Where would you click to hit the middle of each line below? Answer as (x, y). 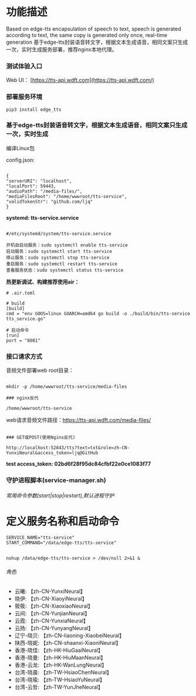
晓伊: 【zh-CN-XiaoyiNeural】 (51, 598)
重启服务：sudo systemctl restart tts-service (62, 264)
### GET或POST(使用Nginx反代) (41, 438)
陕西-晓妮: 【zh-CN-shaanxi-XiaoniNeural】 (68, 642)
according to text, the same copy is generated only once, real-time (87, 35)
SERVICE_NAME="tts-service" (40, 537)
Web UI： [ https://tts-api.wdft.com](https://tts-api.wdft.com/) (80, 80)
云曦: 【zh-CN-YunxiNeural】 (50, 591)
